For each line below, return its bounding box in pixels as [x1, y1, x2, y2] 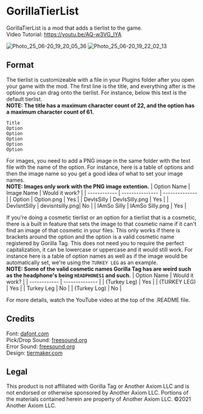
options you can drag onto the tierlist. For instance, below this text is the [6, 89, 187, 96]
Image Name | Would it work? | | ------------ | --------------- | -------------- [6, 189, 198, 196]
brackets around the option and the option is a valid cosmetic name [6, 233, 175, 240]
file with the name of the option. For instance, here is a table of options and [6, 163, 194, 171]
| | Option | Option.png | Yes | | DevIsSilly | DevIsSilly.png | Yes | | [6, 195, 169, 203]
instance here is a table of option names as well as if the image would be [6, 252, 188, 260]
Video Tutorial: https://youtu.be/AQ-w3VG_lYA [6, 30, 122, 38]
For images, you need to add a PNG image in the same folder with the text [6, 157, 191, 164]
